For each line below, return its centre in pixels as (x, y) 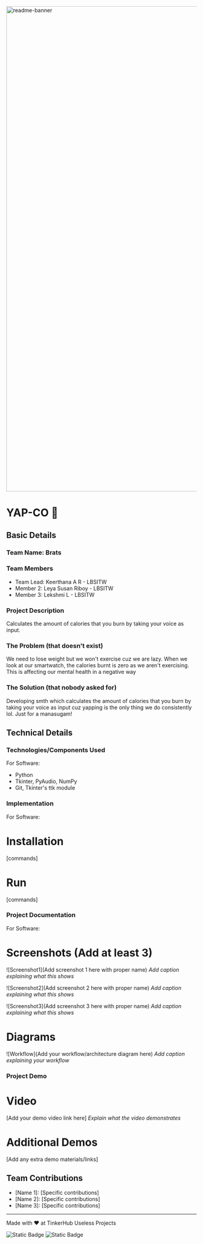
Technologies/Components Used (56, 750)
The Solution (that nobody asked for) (61, 688)
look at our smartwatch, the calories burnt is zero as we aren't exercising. (98, 665)
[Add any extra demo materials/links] (52, 1159)
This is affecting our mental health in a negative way (71, 672)
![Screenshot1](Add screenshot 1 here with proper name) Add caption (93, 969)
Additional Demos (52, 1142)
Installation (35, 841)
